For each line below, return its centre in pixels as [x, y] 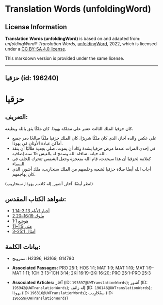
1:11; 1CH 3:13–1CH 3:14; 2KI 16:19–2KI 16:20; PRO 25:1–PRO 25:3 [87, 273]
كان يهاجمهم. [24, 174]
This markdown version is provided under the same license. [65, 58]
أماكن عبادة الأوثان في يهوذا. [37, 143]
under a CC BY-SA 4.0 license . [36, 49]
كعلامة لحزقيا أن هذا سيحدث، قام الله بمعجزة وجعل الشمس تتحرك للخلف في [81, 159]
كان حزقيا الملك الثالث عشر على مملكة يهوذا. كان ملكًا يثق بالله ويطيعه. [69, 129]
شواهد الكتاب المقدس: [36, 199]
